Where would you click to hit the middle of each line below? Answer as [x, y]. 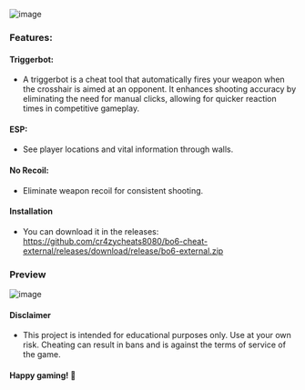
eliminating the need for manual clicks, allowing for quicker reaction [150, 99]
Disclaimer [30, 315]
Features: [31, 37]
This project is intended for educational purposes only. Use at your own [157, 335]
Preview [28, 275]
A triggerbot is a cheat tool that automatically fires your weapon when [153, 80]
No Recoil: [30, 170]
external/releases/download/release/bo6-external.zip [123, 251]
